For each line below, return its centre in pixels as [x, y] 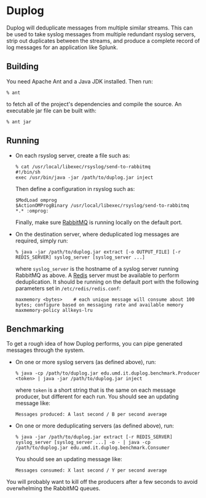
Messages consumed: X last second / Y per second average [91, 470]
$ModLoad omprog [36, 200]
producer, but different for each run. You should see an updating [97, 397]
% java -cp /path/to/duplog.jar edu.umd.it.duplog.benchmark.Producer [108, 373]
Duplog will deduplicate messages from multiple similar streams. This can [100, 28]
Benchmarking [35, 329]
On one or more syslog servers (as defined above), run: [85, 362]
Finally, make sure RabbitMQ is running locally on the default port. [99, 222]
